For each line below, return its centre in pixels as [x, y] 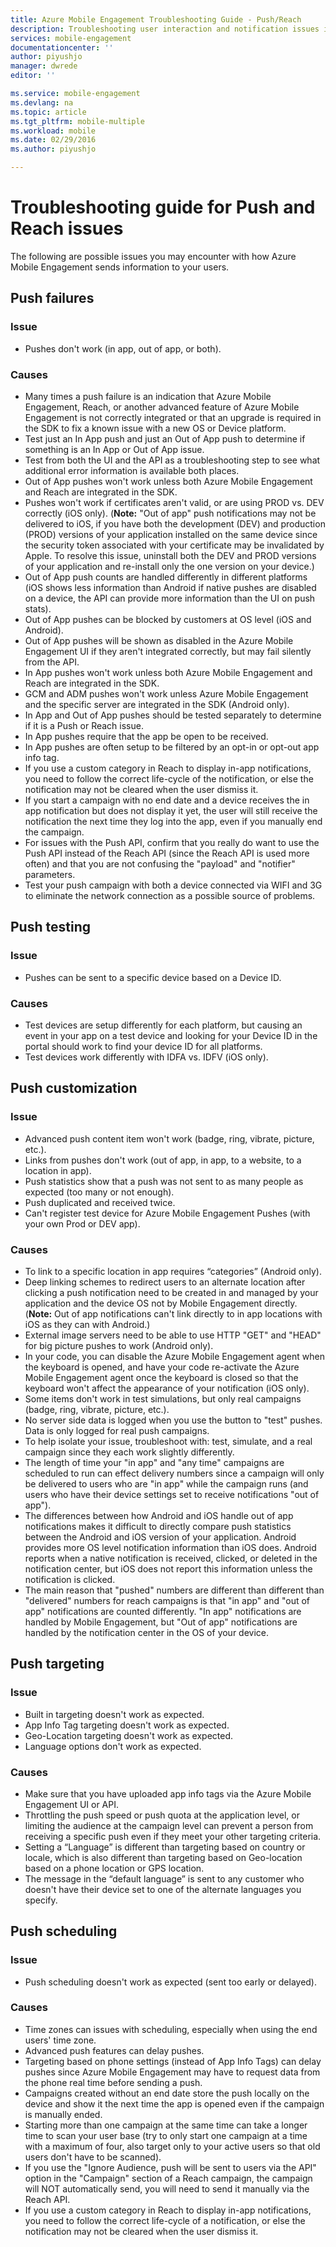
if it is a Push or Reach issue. [84, 725]
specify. [41, 1900]
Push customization [74, 1088]
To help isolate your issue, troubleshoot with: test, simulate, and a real [168, 1441]
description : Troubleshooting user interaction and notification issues [165, 29]
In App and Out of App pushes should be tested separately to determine [173, 715]
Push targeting [57, 1664]
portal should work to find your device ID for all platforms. [143, 1046]
